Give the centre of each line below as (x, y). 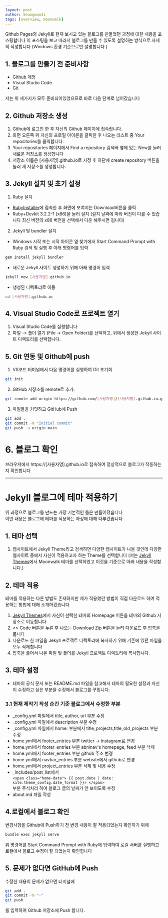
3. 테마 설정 (22, 670)
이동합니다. (36, 621)
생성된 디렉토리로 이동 (34, 287)
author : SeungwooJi (25, 15)
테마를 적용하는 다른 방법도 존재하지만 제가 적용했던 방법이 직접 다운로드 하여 (80, 598)
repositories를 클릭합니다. (38, 141)
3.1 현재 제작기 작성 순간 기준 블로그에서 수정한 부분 (63, 704)
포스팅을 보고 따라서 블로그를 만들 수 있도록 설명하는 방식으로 (91, 40)
